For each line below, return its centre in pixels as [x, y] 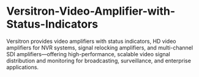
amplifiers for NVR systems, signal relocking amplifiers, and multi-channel [100, 48]
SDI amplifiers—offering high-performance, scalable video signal [88, 54]
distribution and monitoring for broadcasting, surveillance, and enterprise [99, 61]
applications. [22, 67]
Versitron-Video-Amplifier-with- [91, 11]
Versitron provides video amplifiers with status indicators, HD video [91, 41]
